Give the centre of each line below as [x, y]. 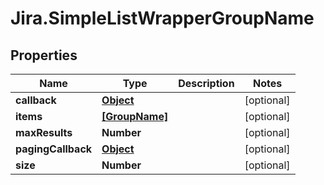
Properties [44, 55]
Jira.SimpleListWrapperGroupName [162, 18]
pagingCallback [54, 149]
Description [206, 83]
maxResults [44, 132]
